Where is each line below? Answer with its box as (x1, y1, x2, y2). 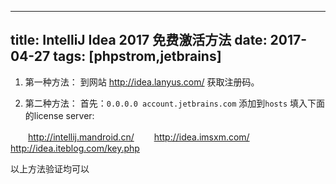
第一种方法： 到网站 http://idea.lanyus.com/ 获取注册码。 (24, 76, 260, 88)
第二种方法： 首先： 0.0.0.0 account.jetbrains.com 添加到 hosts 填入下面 (24, 97, 326, 109)
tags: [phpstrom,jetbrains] (53, 48, 222, 65)
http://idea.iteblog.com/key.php (10, 142, 140, 154)
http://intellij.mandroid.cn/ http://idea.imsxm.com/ (28, 131, 250, 143)
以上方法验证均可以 (10, 162, 90, 175)
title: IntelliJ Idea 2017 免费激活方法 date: (10, 32, 268, 49)
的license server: (24, 109, 95, 121)
